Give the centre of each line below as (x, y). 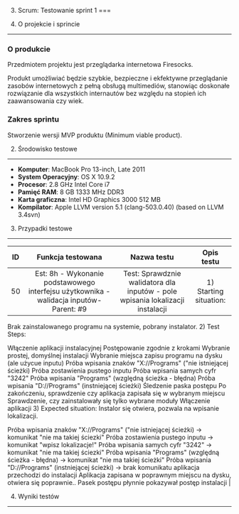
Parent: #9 (70, 309)
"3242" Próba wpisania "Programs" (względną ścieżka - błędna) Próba (111, 378)
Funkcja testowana (69, 257)
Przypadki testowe (45, 228)
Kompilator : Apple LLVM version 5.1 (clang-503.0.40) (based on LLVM (121, 207)
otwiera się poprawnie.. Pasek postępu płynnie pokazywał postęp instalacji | (119, 482)
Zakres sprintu (33, 119)
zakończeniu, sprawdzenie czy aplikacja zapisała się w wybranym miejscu (116, 393)
